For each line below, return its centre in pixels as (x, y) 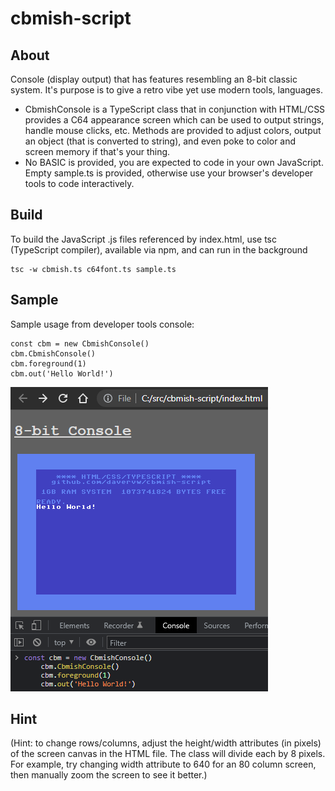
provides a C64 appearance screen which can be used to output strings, (174, 120)
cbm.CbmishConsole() (53, 353)
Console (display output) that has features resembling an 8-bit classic (154, 79)
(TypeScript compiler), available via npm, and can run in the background (159, 249)
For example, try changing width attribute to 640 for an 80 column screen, (163, 764)
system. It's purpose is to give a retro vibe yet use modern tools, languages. (166, 90)
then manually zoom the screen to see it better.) (109, 775)
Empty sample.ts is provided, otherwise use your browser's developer (169, 173)
